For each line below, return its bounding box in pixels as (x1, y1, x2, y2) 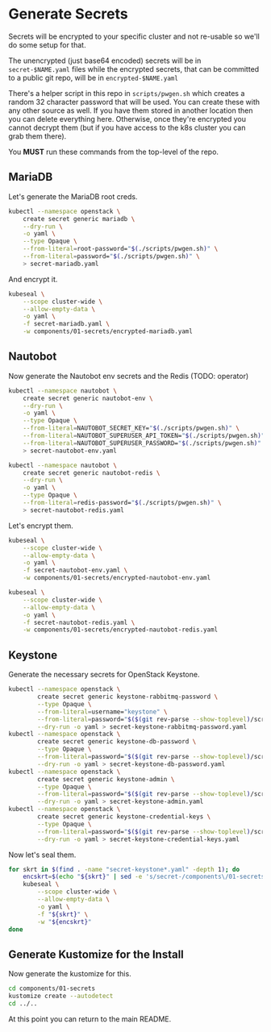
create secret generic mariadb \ (23, 214, 135, 223)
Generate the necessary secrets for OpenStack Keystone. (8, 670, 200, 680)
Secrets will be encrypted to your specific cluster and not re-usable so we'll (8, 31, 260, 41)
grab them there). (8, 131, 67, 141)
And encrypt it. (8, 274, 58, 284)
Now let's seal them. (8, 850, 77, 859)
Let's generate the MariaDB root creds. (8, 191, 138, 202)
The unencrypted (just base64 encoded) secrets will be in (8, 56, 202, 65)
